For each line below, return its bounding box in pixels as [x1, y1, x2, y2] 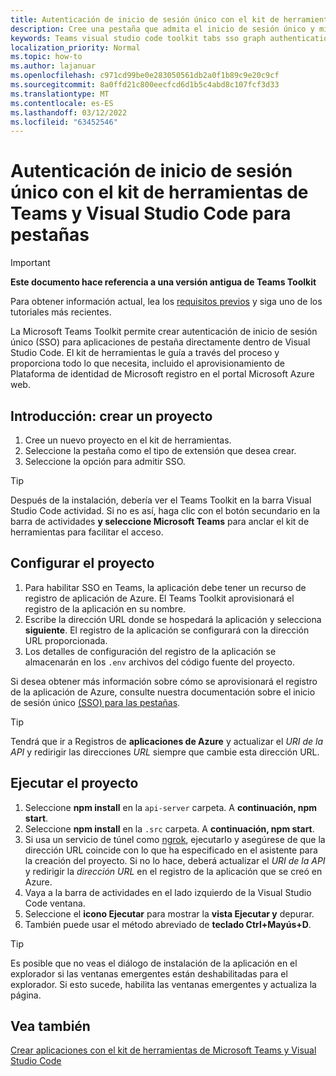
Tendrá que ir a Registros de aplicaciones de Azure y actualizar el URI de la [10, 735, 324, 747]
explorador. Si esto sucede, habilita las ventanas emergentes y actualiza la [10, 978, 317, 990]
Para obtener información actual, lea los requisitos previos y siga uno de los [10, 296, 323, 308]
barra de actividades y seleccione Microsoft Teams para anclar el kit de [10, 516, 310, 527]
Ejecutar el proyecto [10, 775, 139, 792]
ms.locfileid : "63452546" [10, 117, 118, 127]
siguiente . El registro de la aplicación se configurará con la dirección [24, 624, 310, 636]
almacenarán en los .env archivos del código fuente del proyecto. [24, 656, 295, 668]
